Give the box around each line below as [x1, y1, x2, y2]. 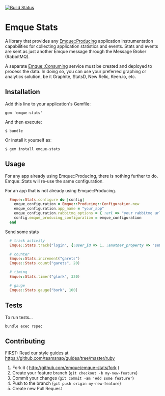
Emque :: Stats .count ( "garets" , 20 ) [9, 261, 80, 266]
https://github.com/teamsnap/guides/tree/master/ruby [5, 355, 115, 361]
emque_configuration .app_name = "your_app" [14, 206, 105, 211]
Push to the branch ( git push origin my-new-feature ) [12, 380, 121, 386]
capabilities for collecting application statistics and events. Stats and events [5, 43, 159, 49]
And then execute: [5, 119, 42, 125]
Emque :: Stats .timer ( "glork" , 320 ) [9, 274, 80, 279]
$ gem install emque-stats [5, 146, 60, 152]
